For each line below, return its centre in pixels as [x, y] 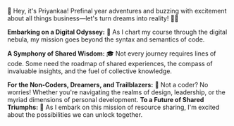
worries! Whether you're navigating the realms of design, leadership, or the [116, 92]
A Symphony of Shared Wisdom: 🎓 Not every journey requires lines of [112, 53]
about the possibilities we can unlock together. [75, 115]
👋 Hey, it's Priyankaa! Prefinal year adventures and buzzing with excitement [117, 11]
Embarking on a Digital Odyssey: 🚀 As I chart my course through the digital [117, 32]
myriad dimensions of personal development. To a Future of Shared [106, 100]
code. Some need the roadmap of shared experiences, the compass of [110, 64]
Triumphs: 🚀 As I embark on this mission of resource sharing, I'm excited [113, 107]
